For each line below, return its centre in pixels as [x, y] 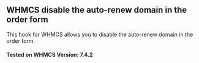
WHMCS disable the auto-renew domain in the [97, 10]
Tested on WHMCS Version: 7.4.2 [50, 55]
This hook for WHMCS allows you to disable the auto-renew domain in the [100, 34]
